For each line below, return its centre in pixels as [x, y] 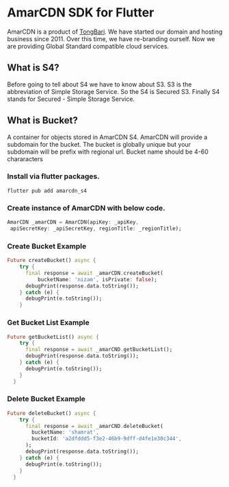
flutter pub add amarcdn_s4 [47, 191]
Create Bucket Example [47, 246]
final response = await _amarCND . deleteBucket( [94, 426]
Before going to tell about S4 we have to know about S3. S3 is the [99, 84]
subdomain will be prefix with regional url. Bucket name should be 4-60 [108, 152]
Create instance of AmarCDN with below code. [86, 208]
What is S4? [33, 68]
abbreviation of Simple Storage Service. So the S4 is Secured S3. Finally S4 [113, 91]
